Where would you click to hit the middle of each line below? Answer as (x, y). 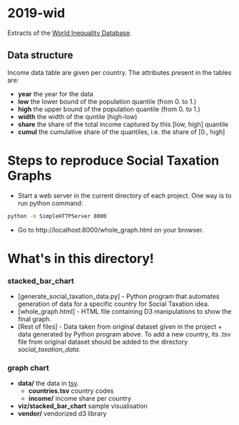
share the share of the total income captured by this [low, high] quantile (123, 124)
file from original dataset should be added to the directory (102, 342)
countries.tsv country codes (71, 391)
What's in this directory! (81, 258)
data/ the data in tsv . (49, 384)
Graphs (30, 175)
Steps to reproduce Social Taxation (113, 160)
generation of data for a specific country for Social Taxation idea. (113, 304)
